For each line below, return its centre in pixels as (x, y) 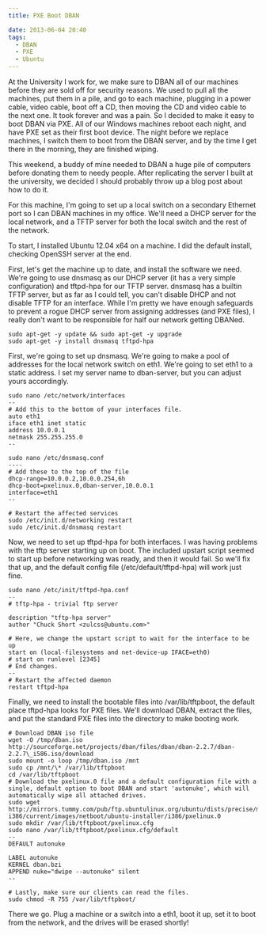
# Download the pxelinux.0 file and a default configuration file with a (133, 781)
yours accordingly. (38, 381)
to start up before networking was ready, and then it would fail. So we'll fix (129, 559)
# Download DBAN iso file (51, 733)
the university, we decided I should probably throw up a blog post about (125, 181)
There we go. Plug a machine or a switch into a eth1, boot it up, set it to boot (132, 914)
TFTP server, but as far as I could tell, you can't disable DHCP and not (122, 295)
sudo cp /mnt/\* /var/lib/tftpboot (67, 768)
